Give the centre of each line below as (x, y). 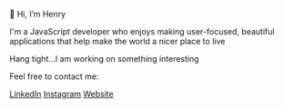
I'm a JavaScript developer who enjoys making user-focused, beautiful (142, 31)
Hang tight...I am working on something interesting (104, 59)
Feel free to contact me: (54, 76)
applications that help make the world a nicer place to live (117, 41)
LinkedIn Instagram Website (61, 94)
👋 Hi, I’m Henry (38, 14)
